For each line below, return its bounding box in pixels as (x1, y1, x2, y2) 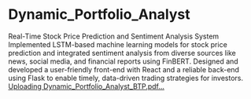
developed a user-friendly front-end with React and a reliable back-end (8, 64, 240, 74)
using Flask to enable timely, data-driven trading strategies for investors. (8, 73, 244, 82)
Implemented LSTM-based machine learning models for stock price (8, 39, 228, 49)
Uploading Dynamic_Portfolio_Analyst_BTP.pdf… (8, 81, 165, 91)
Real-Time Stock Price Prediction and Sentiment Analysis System (8, 31, 220, 41)
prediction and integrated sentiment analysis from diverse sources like (8, 48, 236, 57)
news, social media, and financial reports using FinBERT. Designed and (8, 57, 238, 66)
